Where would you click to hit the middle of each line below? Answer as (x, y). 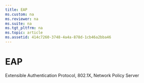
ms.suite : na (18, 23)
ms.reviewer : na (22, 19)
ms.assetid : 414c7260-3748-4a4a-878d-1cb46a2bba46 (58, 38)
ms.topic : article (24, 33)
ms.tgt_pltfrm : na (24, 28)
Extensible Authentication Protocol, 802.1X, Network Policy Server (72, 75)
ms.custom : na (20, 14)
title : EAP (16, 10)
